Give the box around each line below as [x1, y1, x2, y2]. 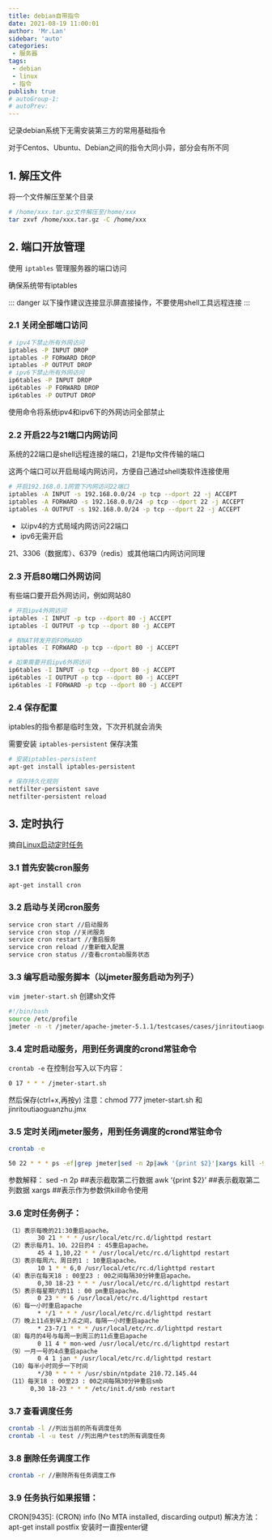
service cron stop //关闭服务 [8, 928, 105, 936]
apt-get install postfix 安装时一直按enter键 [8, 1522, 148, 1532]
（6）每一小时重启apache [8, 1302, 83, 1310]
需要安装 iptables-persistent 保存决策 [8, 739, 138, 749]
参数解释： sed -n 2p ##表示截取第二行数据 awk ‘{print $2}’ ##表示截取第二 [8, 1175, 261, 1185]
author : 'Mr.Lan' [8, 27, 67, 35]
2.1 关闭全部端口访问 [8, 319, 88, 331]
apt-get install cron [8, 881, 82, 889]
